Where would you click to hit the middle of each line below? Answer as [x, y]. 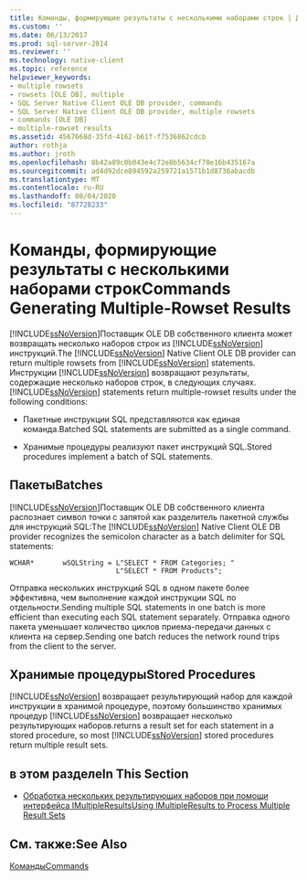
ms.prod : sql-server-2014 [58, 43]
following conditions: [49, 401]
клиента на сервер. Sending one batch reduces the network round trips [145, 636]
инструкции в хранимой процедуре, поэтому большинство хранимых [146, 706]
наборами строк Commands [120, 289]
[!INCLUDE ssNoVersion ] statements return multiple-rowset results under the [153, 392]
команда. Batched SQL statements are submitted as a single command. [157, 429]
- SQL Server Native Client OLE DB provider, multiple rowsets [132, 111]
